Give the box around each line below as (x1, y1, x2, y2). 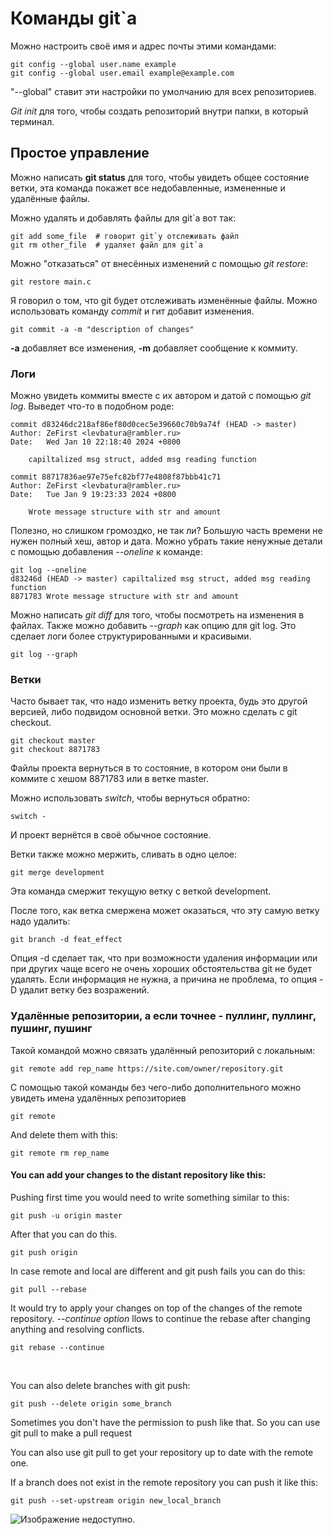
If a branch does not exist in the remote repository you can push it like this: (10, 1476, 319, 1488)
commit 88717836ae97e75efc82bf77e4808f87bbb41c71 (10, 472, 222, 482)
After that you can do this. (10, 1228, 118, 1240)
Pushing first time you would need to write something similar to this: (10, 1191, 290, 1203)
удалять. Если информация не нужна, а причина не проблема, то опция (10, 973, 318, 986)
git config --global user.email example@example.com (10, 68, 235, 78)
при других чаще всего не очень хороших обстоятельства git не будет (10, 963, 313, 975)
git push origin (10, 1247, 78, 1257)
